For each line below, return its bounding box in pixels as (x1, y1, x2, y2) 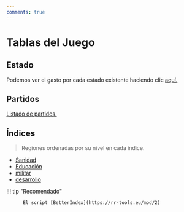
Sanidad (15, 156, 37, 163)
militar (15, 170, 32, 177)
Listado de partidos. (6, 110, 57, 117)
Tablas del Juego (6, 35, 95, 49)
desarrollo (15, 176, 41, 183)
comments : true (6, 9, 45, 15)
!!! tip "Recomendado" (6, 188, 63, 195)
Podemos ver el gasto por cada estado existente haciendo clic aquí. (6, 76, 178, 84)
